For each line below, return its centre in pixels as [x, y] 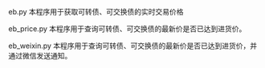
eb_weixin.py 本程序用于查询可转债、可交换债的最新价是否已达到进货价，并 [133, 46]
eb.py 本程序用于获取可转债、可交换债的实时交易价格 [96, 12]
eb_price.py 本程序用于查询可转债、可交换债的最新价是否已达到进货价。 [127, 29]
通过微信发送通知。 [40, 56]
